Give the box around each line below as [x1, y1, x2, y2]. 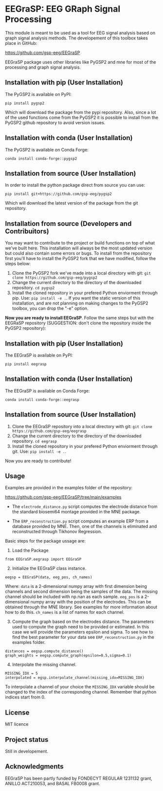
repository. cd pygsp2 [12, 285, 55, 291]
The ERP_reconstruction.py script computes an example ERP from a [12, 518, 148, 524]
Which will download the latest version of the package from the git [5, 200, 138, 206]
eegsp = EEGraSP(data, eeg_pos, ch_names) [5, 575, 92, 580]
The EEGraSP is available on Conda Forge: [5, 388, 90, 394]
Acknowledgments [5, 762, 64, 771]
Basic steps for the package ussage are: [5, 538, 86, 544]
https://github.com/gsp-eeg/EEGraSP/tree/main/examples [5, 494, 122, 500]
